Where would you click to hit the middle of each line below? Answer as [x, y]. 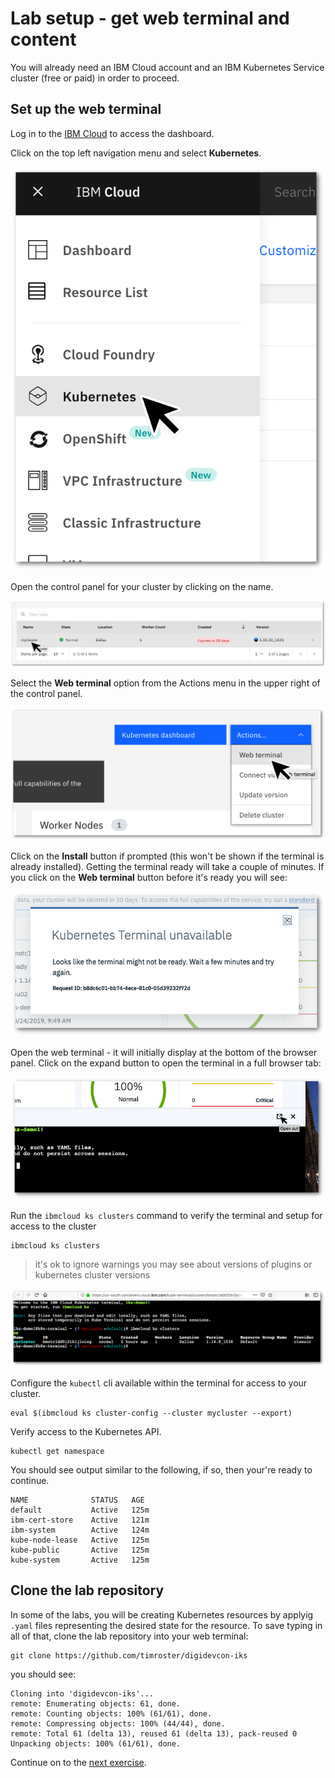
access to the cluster [53, 1226]
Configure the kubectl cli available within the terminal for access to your [159, 1383]
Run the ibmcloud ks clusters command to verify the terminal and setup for [166, 1216]
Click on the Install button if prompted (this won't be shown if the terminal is [167, 856]
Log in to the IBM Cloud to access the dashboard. [112, 133]
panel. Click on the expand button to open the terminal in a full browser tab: [166, 1063]
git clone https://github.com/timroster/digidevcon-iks [129, 1655]
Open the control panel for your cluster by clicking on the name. [142, 587]
